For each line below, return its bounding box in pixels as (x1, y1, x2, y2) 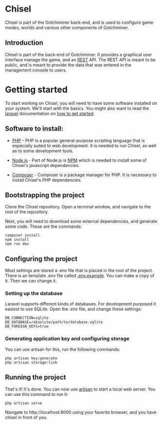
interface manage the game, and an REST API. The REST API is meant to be (5, 57, 156, 63)
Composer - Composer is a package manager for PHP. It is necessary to (12, 171, 157, 178)
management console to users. (5, 67, 67, 73)
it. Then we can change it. (5, 278, 57, 284)
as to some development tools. (12, 148, 74, 153)
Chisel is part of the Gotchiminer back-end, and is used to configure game (5, 19, 154, 25)
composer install (5, 233, 40, 238)
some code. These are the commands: (5, 223, 82, 229)
